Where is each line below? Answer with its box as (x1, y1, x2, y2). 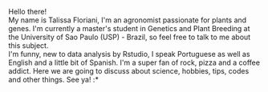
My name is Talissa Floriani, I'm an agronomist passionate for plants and (8, 15, 247, 25)
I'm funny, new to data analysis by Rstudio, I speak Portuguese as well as (8, 50, 250, 58)
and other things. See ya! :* (8, 75, 99, 84)
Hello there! (8, 7, 47, 16)
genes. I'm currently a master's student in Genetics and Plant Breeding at (8, 24, 250, 33)
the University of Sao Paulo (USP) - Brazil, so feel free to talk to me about (8, 32, 251, 42)
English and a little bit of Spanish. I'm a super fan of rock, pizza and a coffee (8, 58, 261, 67)
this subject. (8, 41, 49, 50)
